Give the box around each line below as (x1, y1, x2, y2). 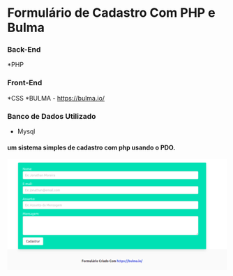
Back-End (7, 45, 41, 55)
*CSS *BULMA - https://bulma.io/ (7, 94, 105, 102)
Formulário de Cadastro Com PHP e (7, 5, 216, 21)
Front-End (7, 78, 43, 88)
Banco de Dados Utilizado (7, 111, 96, 121)
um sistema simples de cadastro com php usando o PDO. (7, 143, 176, 152)
